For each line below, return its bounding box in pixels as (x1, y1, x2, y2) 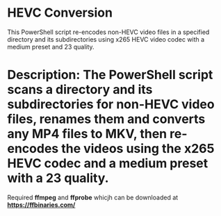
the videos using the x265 (61, 141, 215, 157)
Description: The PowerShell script (7, 67, 213, 83)
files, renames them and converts (7, 111, 206, 127)
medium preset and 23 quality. (7, 42, 95, 51)
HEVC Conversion (7, 5, 113, 21)
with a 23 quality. (7, 170, 109, 186)
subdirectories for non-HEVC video (7, 97, 215, 113)
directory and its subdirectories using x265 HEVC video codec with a (7, 35, 205, 43)
